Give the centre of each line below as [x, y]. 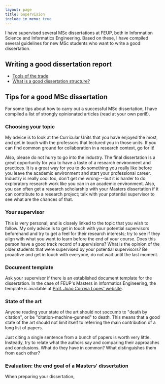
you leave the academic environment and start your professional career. [78, 173]
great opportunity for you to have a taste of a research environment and [78, 163]
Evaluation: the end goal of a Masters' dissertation [67, 366]
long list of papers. [24, 328]
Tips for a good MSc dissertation [56, 97]
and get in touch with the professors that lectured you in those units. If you [81, 143]
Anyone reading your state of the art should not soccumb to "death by [76, 312]
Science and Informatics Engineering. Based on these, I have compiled [77, 38]
